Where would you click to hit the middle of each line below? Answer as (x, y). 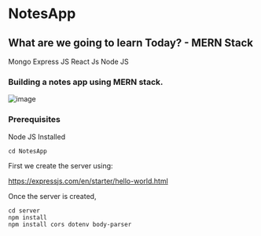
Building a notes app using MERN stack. (86, 82)
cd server (24, 210)
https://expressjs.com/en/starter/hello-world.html (88, 181)
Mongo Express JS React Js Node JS (69, 61)
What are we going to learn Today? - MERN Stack (131, 43)
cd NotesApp (28, 151)
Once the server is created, (52, 196)
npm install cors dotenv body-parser (70, 224)
